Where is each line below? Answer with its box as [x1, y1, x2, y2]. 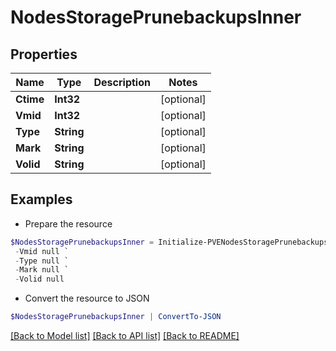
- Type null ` [14, 256, 70, 266]
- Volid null [14, 274, 65, 285]
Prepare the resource [24, 217, 113, 230]
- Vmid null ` [14, 246, 70, 256]
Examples [10, 191, 73, 208]
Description [93, 76, 151, 89]
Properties [10, 46, 78, 63]
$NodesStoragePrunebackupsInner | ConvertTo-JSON [10, 312, 222, 322]
